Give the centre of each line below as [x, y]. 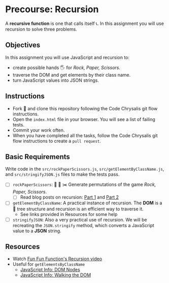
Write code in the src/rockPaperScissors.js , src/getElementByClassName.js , [85, 169]
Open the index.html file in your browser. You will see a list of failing [84, 119]
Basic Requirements [38, 157]
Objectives [23, 45]
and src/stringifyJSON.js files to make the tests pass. [62, 174]
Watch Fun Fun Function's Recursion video [57, 259]
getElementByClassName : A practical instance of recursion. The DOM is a [87, 203]
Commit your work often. [39, 130]
